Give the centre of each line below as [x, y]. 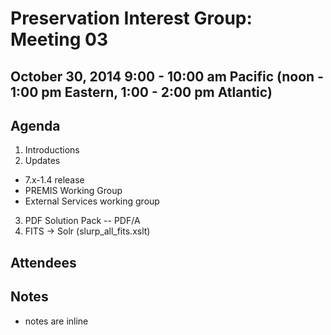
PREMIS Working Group [73, 191]
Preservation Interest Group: [131, 18]
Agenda [35, 125]
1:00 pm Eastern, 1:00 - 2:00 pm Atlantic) [141, 92]
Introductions [52, 150]
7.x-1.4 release [54, 180]
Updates [42, 161]
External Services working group [92, 201]
